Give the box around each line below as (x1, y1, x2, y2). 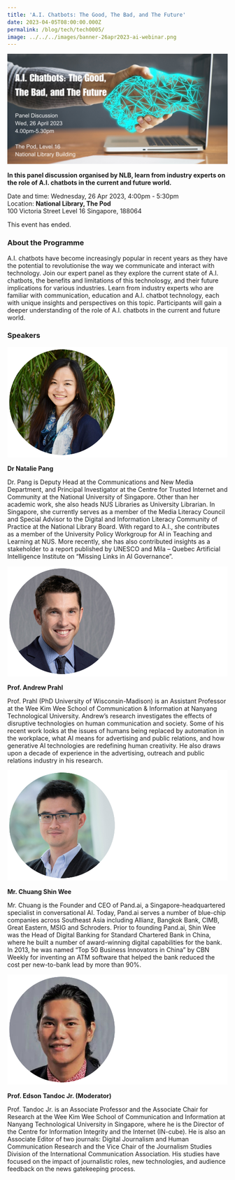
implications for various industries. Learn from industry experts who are (7, 283, 214, 292)
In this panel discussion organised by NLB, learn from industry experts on (7, 171, 226, 180)
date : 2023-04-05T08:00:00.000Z (7, 18, 101, 26)
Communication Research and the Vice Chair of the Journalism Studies (7, 1142, 212, 1151)
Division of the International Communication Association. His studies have (7, 1149, 220, 1158)
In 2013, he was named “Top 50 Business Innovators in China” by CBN (7, 945, 210, 954)
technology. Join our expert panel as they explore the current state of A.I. (7, 269, 219, 277)
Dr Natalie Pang (7, 464, 54, 472)
